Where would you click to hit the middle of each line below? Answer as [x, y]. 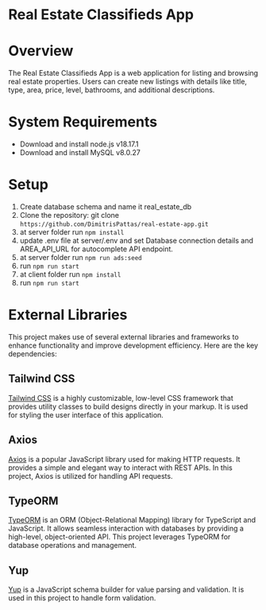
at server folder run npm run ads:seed [81, 257]
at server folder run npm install [72, 232]
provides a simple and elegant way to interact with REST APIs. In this [120, 468]
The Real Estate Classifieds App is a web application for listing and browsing [133, 73]
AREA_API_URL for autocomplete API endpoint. [96, 249]
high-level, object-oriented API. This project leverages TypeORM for [120, 537]
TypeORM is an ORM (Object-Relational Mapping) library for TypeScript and [132, 520]
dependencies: [33, 354]
